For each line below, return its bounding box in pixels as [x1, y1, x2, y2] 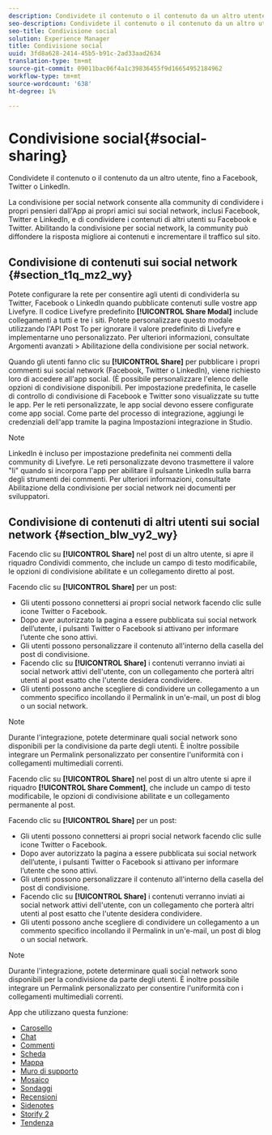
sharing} [8, 147, 68, 164]
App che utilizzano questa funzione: [8, 1007, 129, 1017]
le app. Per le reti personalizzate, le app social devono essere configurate [8, 400, 253, 410]
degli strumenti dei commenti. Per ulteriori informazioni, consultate [8, 475, 231, 484]
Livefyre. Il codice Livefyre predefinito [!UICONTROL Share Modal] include [8, 307, 259, 317]
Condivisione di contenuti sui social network [8, 255, 238, 269]
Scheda [19, 1048, 46, 1058]
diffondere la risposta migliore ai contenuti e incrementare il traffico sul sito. [8, 232, 261, 241]
